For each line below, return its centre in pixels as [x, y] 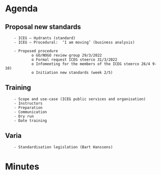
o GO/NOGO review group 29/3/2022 [67, 55]
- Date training [31, 121]
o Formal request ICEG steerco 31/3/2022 [74, 60]
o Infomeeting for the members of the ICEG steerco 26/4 [91, 64]
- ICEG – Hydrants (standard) [45, 38]
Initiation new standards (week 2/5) [74, 72]
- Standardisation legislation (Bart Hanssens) [63, 147]
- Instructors [28, 103]
